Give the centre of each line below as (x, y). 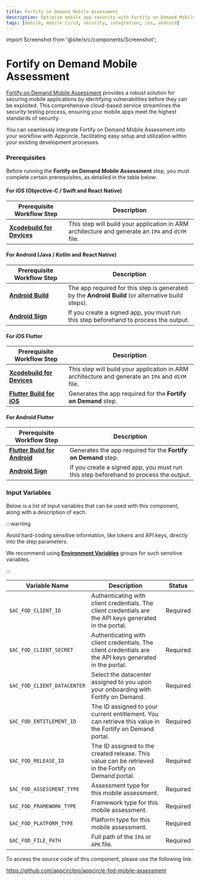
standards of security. (33, 118)
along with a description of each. (46, 512)
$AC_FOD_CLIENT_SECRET (41, 650)
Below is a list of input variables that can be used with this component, (93, 505)
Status (178, 585)
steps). (78, 303)
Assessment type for (121, 785)
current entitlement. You (125, 714)
